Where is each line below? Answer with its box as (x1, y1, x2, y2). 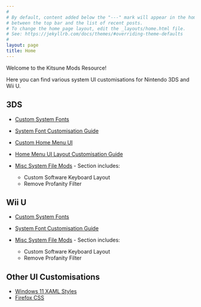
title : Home (6, 48, 36, 54)
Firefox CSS (14, 294, 45, 302)
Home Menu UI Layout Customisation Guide (14, 151, 123, 158)
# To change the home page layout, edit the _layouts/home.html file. (6, 25, 186, 32)
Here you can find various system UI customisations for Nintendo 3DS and (6, 76, 190, 83)
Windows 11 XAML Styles (14, 288, 77, 295)
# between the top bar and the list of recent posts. (6, 20, 144, 26)
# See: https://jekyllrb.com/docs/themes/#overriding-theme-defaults (6, 31, 184, 37)
